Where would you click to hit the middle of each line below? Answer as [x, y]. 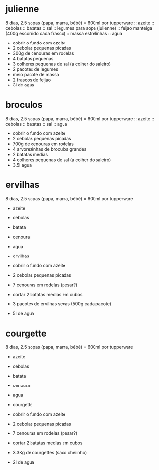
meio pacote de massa [36, 74]
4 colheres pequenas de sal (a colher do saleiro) [62, 160]
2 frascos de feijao [32, 80]
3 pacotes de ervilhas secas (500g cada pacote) [62, 304]
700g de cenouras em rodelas [43, 144]
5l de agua [23, 313]
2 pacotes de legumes [35, 69]
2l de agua [23, 462]
